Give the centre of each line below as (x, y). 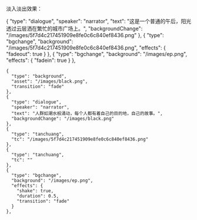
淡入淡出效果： (24, 9)
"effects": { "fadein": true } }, (41, 60)
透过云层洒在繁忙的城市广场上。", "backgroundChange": (74, 29)
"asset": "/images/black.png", (50, 81)
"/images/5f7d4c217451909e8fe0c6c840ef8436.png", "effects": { (86, 48)
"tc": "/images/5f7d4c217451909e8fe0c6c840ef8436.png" (80, 139)
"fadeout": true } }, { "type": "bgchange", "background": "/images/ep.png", (97, 54)
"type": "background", (39, 76)
